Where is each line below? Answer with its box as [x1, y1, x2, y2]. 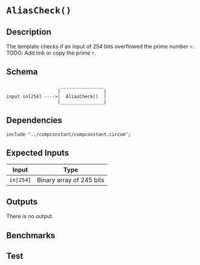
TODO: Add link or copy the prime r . [6, 49, 97, 56]
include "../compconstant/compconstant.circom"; [6, 131, 131, 138]
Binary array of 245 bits [37, 176, 105, 184]
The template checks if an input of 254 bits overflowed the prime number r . [6, 43, 195, 50]
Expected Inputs [6, 148, 69, 158]
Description [6, 27, 51, 37]
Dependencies [6, 115, 62, 126]
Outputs [6, 196, 38, 207]
